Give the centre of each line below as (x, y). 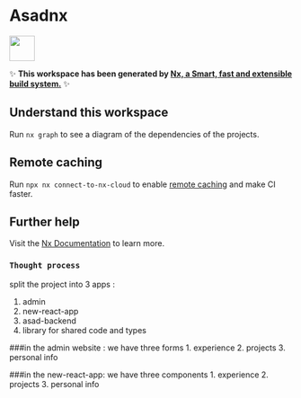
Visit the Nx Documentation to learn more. (87, 243)
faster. (21, 193)
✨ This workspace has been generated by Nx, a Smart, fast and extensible (151, 74)
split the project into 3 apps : (62, 284)
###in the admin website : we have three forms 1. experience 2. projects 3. (147, 348)
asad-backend (49, 321)
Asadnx (39, 16)
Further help (45, 221)
